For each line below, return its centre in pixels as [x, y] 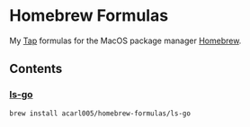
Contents [36, 69]
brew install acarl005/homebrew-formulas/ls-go [100, 113]
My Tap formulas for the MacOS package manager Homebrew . [125, 41]
